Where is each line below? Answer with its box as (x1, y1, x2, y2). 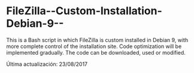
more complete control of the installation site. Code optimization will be (6, 43, 182, 50)
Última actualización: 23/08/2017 (6, 61, 88, 68)
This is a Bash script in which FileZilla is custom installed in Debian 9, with (6, 36, 189, 43)
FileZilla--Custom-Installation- (6, 4, 163, 18)
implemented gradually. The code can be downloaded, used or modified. (6, 49, 186, 56)
